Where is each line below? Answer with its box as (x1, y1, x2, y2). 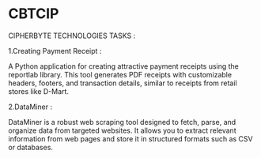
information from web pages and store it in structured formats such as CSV (8, 134, 253, 143)
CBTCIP (8, 5, 59, 23)
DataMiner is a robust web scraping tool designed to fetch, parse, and (8, 117, 236, 126)
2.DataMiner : (8, 102, 53, 111)
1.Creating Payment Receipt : (8, 46, 102, 55)
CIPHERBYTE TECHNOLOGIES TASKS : (8, 31, 136, 40)
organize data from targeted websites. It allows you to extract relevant (8, 126, 236, 135)
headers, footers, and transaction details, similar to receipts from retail (8, 78, 237, 88)
